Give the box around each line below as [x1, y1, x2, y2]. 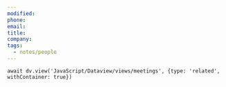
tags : [7, 42, 23, 49]
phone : [7, 17, 26, 23]
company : [7, 36, 32, 43]
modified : [7, 10, 36, 17]
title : [7, 29, 26, 37]
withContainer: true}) [7, 73, 72, 80]
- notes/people [13, 49, 57, 56]
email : [7, 23, 26, 30]
